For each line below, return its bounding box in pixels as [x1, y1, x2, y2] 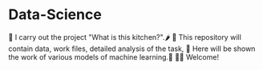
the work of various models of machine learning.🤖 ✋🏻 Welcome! [8, 52, 219, 61]
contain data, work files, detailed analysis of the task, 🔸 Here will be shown [8, 44, 256, 53]
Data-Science [8, 6, 102, 24]
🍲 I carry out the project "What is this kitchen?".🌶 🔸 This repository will [8, 32, 242, 41]
